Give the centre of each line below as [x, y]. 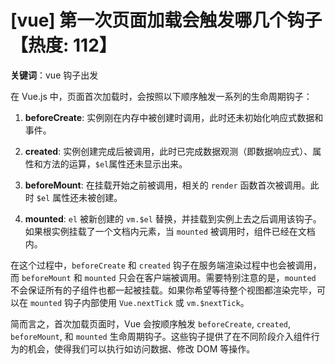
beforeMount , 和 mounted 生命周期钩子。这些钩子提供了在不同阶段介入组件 [161, 336]
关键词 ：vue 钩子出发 [54, 75]
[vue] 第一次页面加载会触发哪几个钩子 [166, 20]
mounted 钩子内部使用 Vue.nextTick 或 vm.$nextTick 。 [139, 302]
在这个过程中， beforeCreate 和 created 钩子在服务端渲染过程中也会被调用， [166, 265]
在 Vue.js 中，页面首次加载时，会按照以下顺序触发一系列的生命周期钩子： [161, 96]
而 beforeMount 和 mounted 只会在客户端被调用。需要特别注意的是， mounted [163, 277]
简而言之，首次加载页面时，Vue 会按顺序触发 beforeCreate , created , [151, 323]
